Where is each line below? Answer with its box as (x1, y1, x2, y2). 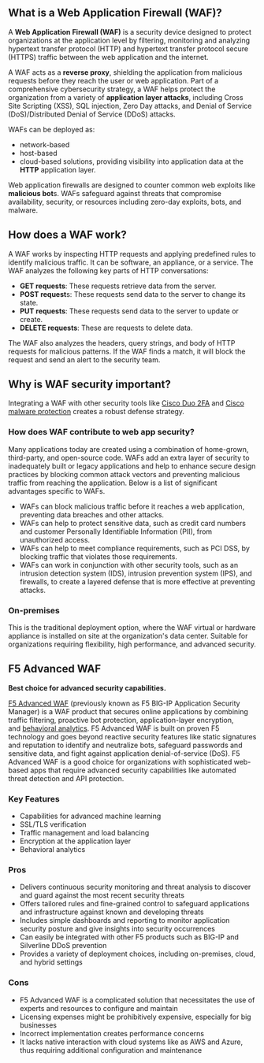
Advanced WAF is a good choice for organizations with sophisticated (8, 757, 232, 766)
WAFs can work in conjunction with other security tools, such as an (19, 560, 239, 569)
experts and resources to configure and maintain (19, 1003, 179, 1013)
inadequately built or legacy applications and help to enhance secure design (8, 461, 256, 471)
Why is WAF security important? (8, 378, 172, 391)
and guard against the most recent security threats (19, 891, 185, 900)
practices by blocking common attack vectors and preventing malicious (8, 469, 240, 479)
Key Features (8, 793, 61, 804)
